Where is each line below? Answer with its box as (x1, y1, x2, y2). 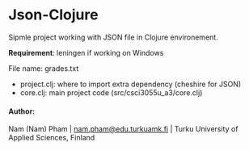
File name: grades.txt (8, 63, 79, 73)
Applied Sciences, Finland (8, 133, 95, 143)
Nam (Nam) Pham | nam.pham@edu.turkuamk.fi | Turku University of (8, 124, 238, 134)
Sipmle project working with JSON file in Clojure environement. (8, 32, 218, 42)
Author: (8, 106, 36, 116)
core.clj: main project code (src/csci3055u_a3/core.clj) (19, 87, 203, 98)
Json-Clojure (8, 6, 99, 24)
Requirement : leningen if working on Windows (8, 48, 164, 57)
